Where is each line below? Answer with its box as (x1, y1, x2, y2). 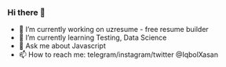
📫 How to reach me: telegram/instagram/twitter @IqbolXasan (18, 50, 219, 59)
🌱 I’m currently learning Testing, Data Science (18, 33, 167, 42)
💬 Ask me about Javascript (18, 41, 107, 51)
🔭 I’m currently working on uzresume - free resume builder (18, 25, 209, 34)
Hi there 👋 (7, 7, 46, 18)
